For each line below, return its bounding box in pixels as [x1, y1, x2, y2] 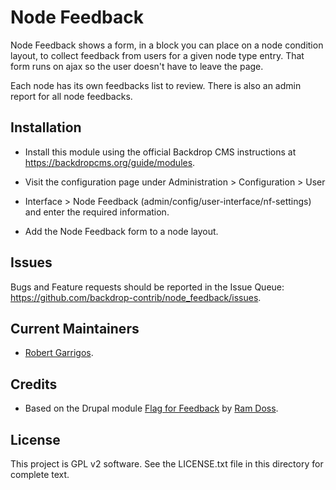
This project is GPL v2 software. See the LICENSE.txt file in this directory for [10, 458, 324, 470]
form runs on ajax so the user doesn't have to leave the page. [10, 60, 264, 72]
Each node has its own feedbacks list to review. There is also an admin [10, 79, 302, 91]
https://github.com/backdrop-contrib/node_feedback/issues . [10, 291, 262, 303]
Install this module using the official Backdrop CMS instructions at [24, 146, 297, 158]
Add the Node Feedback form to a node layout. [24, 225, 219, 237]
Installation [10, 119, 82, 136]
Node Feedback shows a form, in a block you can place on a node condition [10, 39, 324, 51]
